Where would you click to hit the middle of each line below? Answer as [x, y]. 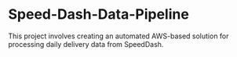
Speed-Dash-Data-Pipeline [99, 14]
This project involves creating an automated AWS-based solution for [118, 36]
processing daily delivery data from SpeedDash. [86, 44]
